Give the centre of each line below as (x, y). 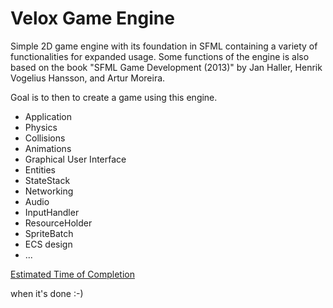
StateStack (47, 180)
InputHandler (52, 212)
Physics (41, 127)
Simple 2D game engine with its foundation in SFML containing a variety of (164, 46)
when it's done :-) (47, 293)
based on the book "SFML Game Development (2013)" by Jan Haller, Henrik (166, 67)
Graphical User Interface (75, 159)
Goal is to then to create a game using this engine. (114, 97)
